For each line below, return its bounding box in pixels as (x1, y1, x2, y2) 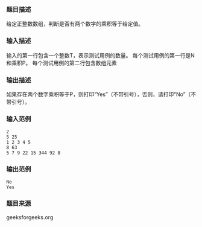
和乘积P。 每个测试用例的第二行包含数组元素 (6, 59, 117, 66)
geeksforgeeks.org (6, 213, 54, 221)
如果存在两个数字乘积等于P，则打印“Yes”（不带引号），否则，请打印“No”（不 (6, 91, 197, 98)
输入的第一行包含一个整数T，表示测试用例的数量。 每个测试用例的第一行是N (6, 51, 195, 59)
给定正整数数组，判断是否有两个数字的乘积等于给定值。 (6, 20, 144, 28)
